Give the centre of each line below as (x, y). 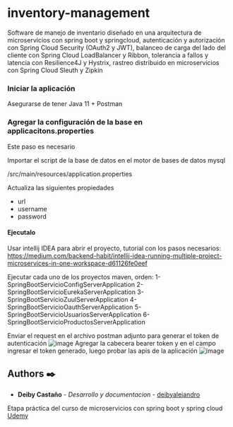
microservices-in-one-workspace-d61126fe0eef (78, 263)
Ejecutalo (22, 233)
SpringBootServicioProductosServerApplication (77, 322)
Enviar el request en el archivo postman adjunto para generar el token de (113, 335)
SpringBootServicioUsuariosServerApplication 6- (79, 314)
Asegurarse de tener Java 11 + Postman (65, 104)
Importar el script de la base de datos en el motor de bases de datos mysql (116, 160)
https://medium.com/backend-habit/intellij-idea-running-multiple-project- (115, 255)
